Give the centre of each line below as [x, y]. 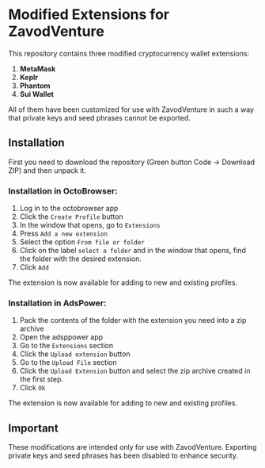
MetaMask [38, 68]
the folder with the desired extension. [81, 259]
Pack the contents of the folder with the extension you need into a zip [133, 320]
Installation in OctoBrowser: [63, 190]
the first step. [42, 379]
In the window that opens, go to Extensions [90, 225]
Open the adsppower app [61, 337]
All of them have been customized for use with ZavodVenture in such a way [131, 109]
